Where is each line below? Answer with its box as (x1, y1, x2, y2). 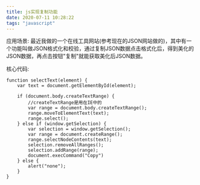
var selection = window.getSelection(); (28, 126, 131, 132)
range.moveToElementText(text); (28, 110, 110, 117)
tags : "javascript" (6, 20, 56, 26)
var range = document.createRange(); (28, 131, 123, 138)
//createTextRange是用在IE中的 (28, 100, 102, 106)
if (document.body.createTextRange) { (17, 93, 115, 100)
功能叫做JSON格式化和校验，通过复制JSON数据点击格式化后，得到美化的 (11, 45, 195, 52)
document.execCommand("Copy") (28, 152, 104, 159)
